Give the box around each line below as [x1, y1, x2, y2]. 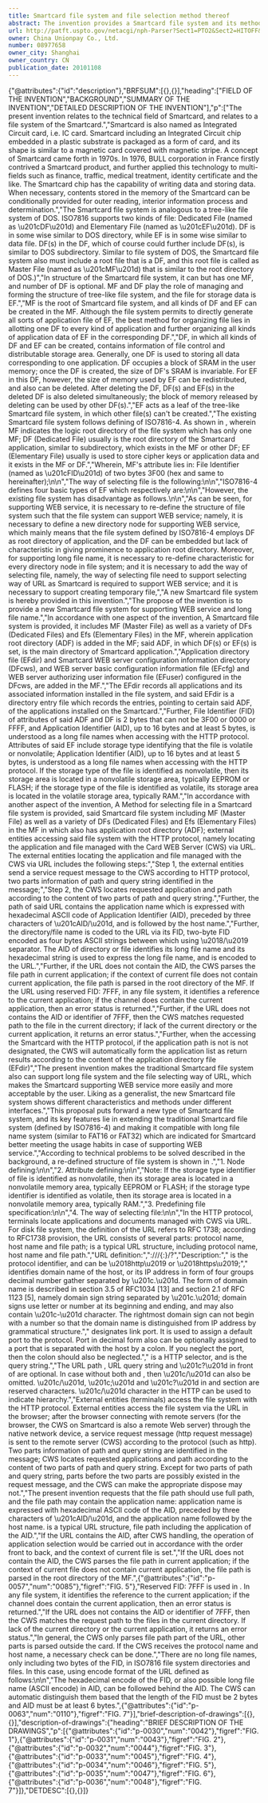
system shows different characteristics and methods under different [8, 1097, 232, 1106]
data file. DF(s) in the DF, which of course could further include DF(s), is [8, 238, 245, 248]
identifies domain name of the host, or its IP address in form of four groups [8, 1267, 254, 1277]
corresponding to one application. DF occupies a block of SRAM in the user [8, 358, 257, 367]
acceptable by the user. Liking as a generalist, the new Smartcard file [8, 1089, 235, 1098]
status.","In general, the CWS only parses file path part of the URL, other [8, 1633, 246, 1642]
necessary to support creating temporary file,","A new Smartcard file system [8, 587, 258, 597]
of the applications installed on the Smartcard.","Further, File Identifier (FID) [8, 706, 255, 716]
